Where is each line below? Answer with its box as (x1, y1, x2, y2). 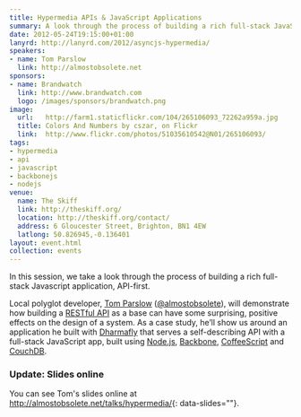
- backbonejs (9, 171, 58, 180)
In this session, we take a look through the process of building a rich (9, 271, 262, 282)
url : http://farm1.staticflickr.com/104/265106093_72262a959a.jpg (17, 113, 279, 122)
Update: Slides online (9, 369, 105, 381)
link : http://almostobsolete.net (17, 64, 142, 73)
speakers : (9, 47, 47, 56)
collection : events (9, 247, 82, 256)
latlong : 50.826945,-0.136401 (17, 230, 130, 239)
